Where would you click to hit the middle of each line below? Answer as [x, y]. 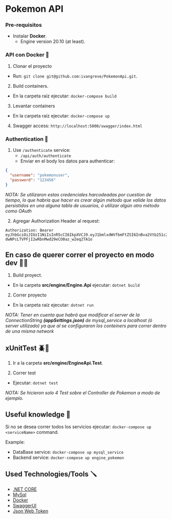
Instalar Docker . [30, 36]
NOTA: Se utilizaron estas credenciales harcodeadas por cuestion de [78, 194]
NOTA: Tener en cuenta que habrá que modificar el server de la [72, 315]
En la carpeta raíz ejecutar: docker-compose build [64, 96]
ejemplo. [15, 398]
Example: [15, 442]
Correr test [24, 373]
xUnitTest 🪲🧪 [27, 348]
